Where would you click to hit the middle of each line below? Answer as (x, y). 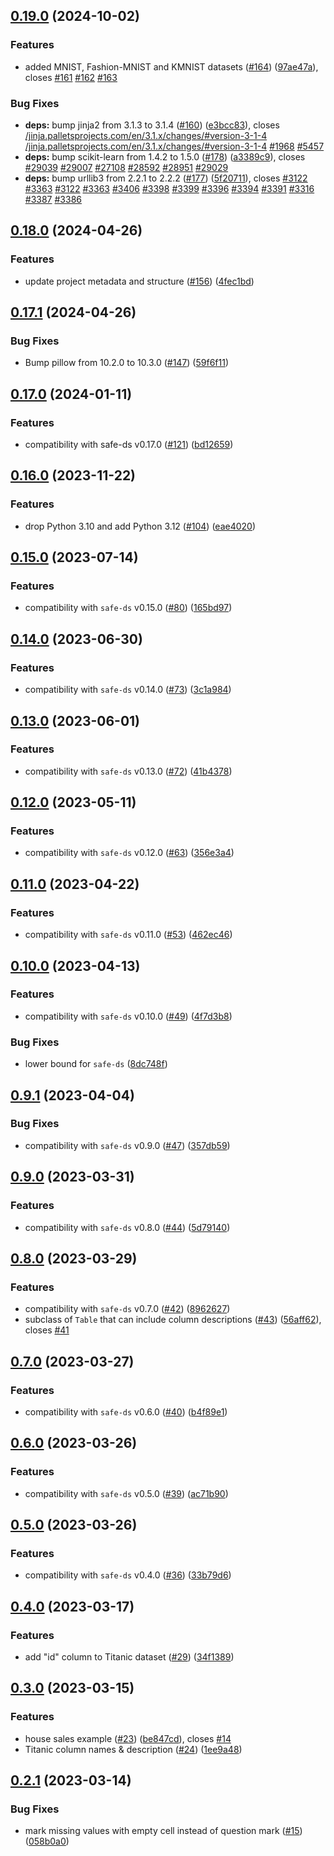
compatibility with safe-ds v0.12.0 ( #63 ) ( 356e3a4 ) (129, 853)
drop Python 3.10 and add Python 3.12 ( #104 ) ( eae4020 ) (140, 526)
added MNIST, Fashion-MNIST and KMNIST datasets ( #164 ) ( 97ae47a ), (171, 66)
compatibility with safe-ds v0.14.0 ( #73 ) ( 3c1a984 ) (128, 690)
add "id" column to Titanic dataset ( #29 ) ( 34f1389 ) (129, 1656)
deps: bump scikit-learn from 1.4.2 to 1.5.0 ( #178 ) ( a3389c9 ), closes (165, 156)
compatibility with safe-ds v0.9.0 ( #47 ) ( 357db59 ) (127, 1145)
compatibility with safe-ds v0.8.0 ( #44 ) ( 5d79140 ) (127, 1227)
